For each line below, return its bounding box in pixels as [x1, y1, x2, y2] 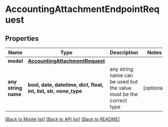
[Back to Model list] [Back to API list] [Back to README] [5, 116, 120, 122]
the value [109, 84, 131, 91]
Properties [5, 34, 39, 43]
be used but [109, 78, 138, 85]
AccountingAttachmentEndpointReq [5, 4, 160, 15]
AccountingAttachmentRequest [27, 58, 105, 64]
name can [109, 72, 133, 79]
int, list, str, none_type [27, 88, 82, 94]
